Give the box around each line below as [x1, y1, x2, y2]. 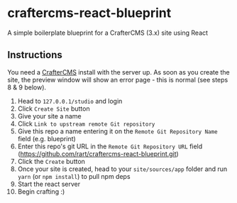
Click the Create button [17, 157, 85, 165]
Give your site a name [17, 111, 82, 120]
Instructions [7, 49, 62, 61]
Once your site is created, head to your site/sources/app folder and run [17, 165, 228, 173]
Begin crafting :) [17, 187, 65, 196]
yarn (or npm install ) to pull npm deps [17, 172, 131, 180]
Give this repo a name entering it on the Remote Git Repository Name [17, 126, 218, 136]
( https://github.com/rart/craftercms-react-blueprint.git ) [17, 149, 179, 158]
